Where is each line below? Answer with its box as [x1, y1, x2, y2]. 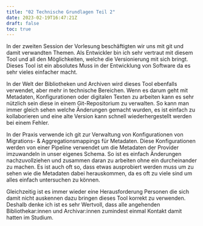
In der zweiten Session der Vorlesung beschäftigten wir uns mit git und [6, 43, 184, 50]
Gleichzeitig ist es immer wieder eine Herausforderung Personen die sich [6, 188, 190, 196]
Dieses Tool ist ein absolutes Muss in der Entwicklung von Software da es [6, 62, 191, 69]
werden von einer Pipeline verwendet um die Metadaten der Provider [6, 144, 179, 151]
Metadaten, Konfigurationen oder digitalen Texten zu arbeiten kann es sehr [6, 93, 194, 101]
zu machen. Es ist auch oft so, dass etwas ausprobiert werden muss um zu [6, 163, 194, 171]
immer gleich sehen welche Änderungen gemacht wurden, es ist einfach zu [6, 106, 196, 113]
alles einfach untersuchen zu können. [6, 176, 100, 183]
